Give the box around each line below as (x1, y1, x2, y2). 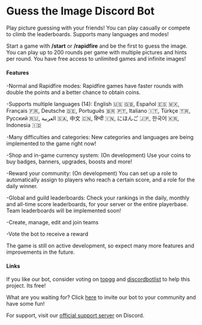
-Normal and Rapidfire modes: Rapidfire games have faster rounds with (6, 83, 184, 90)
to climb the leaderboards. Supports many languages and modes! (6, 30, 169, 37)
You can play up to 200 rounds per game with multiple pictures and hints (6, 48, 187, 55)
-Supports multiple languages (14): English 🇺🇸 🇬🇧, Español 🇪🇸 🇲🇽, (6, 101, 180, 108)
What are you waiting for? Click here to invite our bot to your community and (6, 294, 196, 301)
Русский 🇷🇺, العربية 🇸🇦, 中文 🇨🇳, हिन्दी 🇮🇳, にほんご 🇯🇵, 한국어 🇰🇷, (6, 115, 180, 122)
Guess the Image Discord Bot (6, 4, 155, 18)
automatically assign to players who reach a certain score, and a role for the (6, 176, 195, 183)
